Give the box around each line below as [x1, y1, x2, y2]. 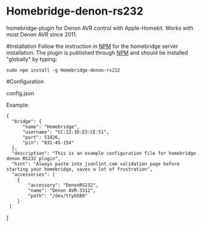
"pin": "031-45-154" [22, 140, 74, 146]
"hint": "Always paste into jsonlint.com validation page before [11, 161, 180, 167]
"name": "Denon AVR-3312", [28, 187, 96, 194]
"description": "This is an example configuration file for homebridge [11, 150, 197, 156]
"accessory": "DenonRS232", [28, 182, 99, 188]
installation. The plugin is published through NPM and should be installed [6, 49, 189, 56]
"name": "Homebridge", [22, 123, 80, 130]
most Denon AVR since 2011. [6, 30, 77, 38]
